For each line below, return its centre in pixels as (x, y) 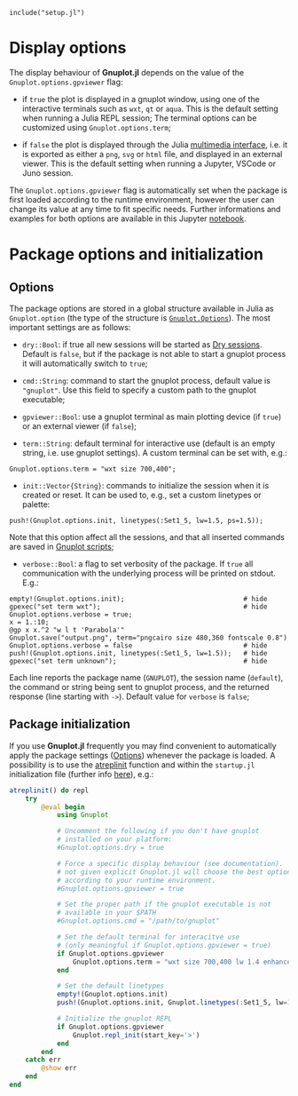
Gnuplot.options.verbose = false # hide (138, 645)
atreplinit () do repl (49, 790)
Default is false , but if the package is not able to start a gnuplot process (154, 353)
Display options (68, 48)
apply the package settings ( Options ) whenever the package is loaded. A (142, 755)
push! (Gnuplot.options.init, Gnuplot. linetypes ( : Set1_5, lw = (172, 1003)
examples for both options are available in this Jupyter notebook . (128, 218)
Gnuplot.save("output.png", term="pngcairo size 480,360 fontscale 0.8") (149, 638)
